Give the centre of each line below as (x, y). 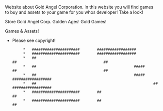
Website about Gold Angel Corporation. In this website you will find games (79, 7)
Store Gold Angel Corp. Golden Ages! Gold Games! (56, 22)
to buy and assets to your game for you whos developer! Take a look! (74, 12)
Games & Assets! (22, 31)
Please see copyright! (34, 40)
